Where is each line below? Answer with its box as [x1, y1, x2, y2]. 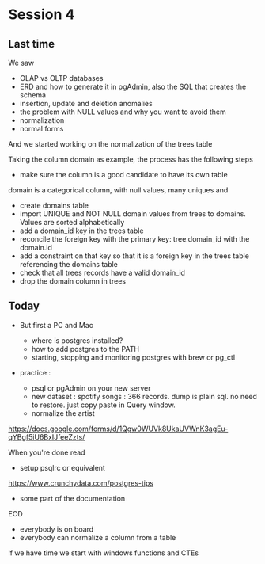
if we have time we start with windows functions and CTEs [8, 548, 199, 558]
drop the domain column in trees [19, 276, 127, 286]
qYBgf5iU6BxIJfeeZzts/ [8, 432, 85, 441]
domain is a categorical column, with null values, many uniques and [8, 185, 229, 195]
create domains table [19, 200, 89, 210]
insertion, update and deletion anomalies [19, 99, 153, 108]
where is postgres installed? [31, 335, 123, 345]
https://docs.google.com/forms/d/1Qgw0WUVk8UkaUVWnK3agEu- [8, 424, 229, 433]
